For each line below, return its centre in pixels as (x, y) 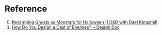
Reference (26, 9)
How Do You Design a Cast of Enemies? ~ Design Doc (65, 27)
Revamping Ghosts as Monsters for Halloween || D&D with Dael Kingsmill (84, 22)
